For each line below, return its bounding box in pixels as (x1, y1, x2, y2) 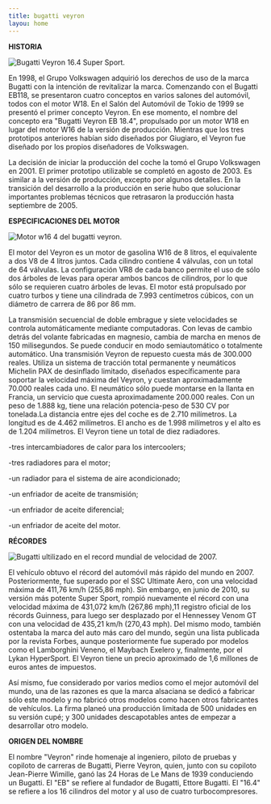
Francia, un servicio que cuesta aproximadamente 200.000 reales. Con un (8, 391, 256, 401)
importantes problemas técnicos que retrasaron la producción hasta (8, 192, 235, 201)
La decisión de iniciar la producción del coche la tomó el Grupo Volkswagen (8, 157, 261, 167)
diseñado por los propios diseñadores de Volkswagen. (8, 142, 190, 151)
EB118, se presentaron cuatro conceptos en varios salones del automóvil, (8, 90, 251, 99)
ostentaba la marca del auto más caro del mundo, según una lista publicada (8, 628, 260, 637)
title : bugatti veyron (8, 11, 85, 20)
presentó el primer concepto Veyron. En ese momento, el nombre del (8, 107, 238, 117)
